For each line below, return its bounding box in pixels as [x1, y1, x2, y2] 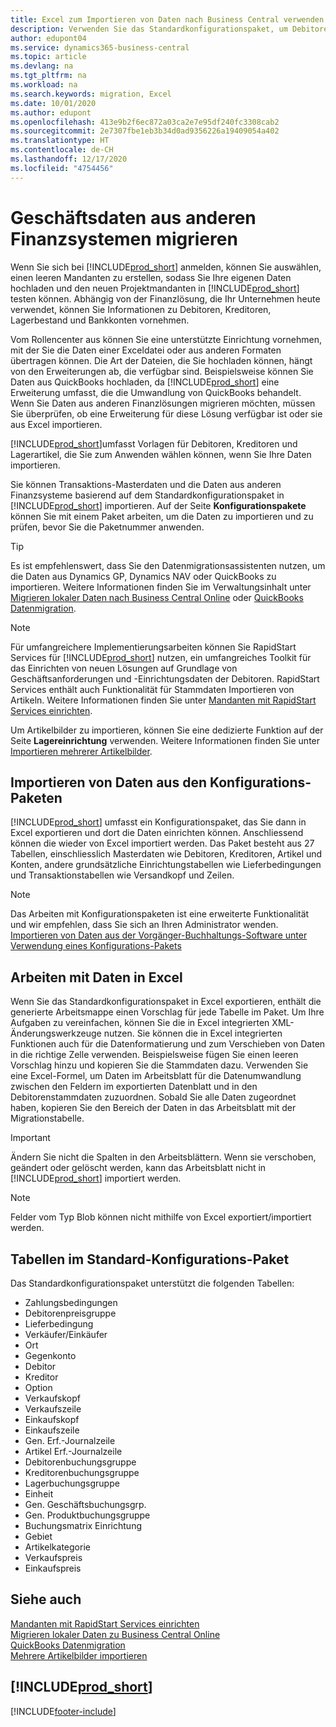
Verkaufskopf [24, 1392, 81, 1404]
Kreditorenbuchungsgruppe [24, 1467, 140, 1478]
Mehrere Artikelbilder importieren [10, 1649, 148, 1661]
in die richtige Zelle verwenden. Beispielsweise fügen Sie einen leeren [10, 1049, 299, 1061]
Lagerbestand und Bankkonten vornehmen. [10, 314, 190, 326]
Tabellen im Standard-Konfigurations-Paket [10, 1251, 290, 1268]
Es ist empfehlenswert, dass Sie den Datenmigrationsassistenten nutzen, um [10, 559, 326, 571]
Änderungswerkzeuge [10, 1027, 102, 1040]
